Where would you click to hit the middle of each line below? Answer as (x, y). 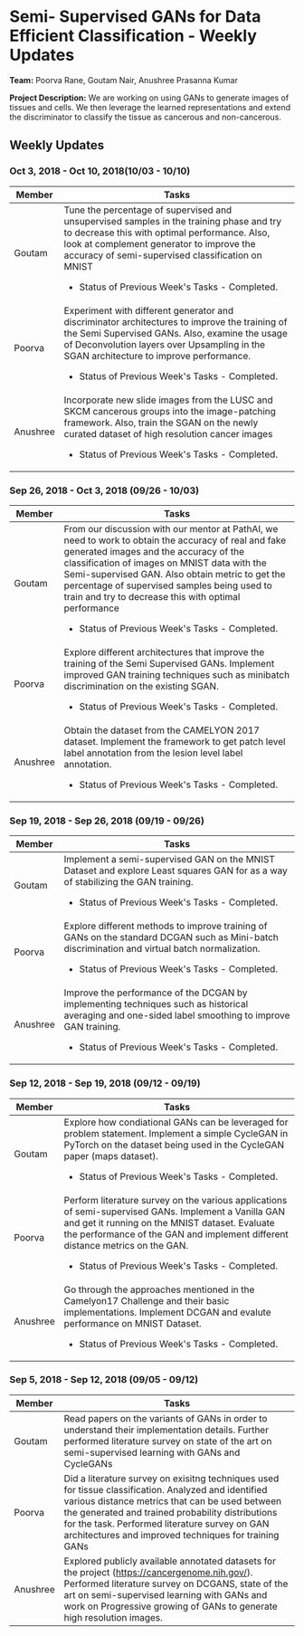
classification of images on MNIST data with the (165, 563)
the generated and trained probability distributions (171, 1512)
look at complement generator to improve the (160, 243)
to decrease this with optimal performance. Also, (167, 233)
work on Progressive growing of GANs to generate (171, 1606)
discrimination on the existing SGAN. (141, 686)
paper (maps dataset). (111, 1156)
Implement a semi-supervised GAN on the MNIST (170, 860)
